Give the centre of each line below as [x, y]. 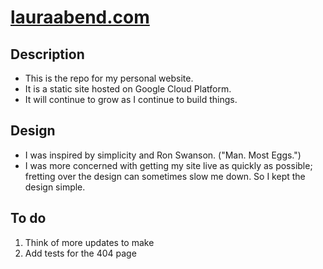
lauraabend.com [80, 17]
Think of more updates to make [89, 242]
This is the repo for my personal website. [109, 78]
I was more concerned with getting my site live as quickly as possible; [168, 165]
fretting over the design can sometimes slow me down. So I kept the [165, 176]
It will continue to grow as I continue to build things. [131, 99]
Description [47, 54]
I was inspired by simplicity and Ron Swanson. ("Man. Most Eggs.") [163, 155]
